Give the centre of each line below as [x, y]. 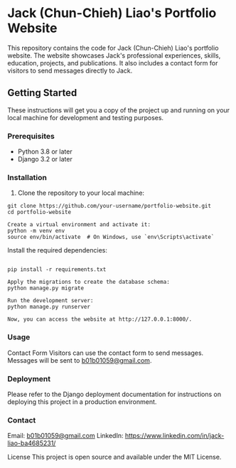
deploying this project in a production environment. [82, 401]
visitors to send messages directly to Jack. [70, 70]
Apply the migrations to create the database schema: [89, 282]
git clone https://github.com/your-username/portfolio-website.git [109, 206]
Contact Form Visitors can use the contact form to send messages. [106, 353]
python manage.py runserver [49, 307]
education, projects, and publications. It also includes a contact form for [113, 63]
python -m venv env [36, 231]
